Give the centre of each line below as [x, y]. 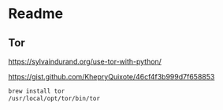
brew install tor [37, 91]
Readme [36, 14]
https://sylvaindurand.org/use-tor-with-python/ [85, 61]
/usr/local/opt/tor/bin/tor [54, 98]
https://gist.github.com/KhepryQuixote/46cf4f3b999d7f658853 [111, 77]
